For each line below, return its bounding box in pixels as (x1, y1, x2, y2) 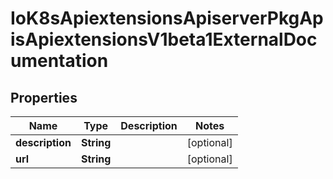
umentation (10, 50, 109, 72)
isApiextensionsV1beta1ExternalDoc (10, 28, 318, 51)
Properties (10, 89, 78, 106)
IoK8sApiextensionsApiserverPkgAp (10, 7, 324, 30)
